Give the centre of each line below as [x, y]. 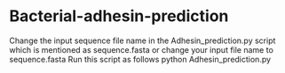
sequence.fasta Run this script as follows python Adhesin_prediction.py [140, 59]
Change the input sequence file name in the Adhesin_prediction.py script [142, 40]
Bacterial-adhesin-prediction [119, 16]
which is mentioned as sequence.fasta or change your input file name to [141, 49]
